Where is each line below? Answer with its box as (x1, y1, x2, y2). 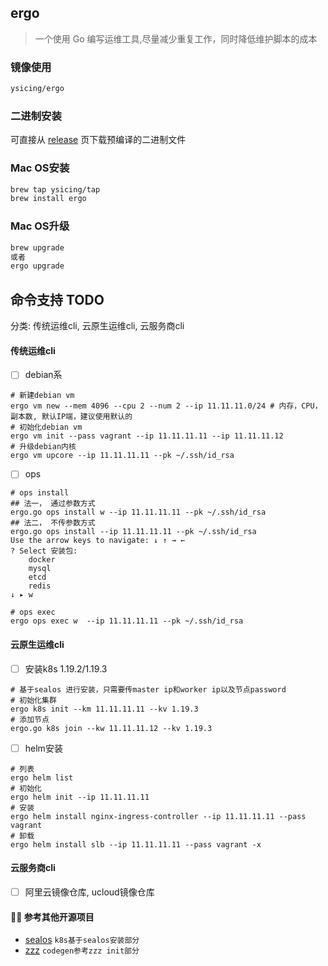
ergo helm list (10, 772, 74, 783)
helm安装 (24, 742, 63, 754)
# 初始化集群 (10, 695, 57, 705)
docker (28, 555, 56, 565)
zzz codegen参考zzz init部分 (24, 944, 140, 956)
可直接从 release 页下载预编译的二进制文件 (10, 134, 187, 146)
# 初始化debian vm (10, 422, 83, 433)
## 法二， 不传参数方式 (10, 518, 96, 528)
